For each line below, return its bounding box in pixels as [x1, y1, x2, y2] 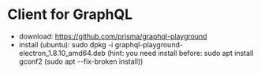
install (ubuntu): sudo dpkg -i [18, 39, 114, 49]
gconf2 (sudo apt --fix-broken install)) [18, 57, 144, 66]
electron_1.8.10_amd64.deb [18, 48, 106, 57]
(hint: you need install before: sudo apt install [106, 48, 254, 57]
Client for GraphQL [7, 6, 133, 24]
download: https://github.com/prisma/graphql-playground [18, 31, 207, 41]
